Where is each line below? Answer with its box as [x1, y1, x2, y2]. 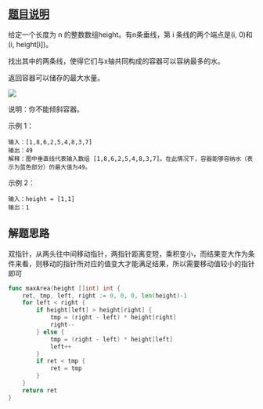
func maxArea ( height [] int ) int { [8, 284, 121, 292]
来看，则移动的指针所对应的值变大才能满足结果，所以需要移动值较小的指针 [14, 258, 255, 268]
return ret [22, 386, 58, 394]
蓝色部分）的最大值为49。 [19, 163, 92, 171]
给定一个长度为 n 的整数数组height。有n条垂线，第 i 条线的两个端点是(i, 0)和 [8, 30, 253, 39]
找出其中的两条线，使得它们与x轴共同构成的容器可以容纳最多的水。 [8, 56, 225, 65]
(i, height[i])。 [8, 39, 53, 49]
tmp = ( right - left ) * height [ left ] [49, 335, 174, 343]
